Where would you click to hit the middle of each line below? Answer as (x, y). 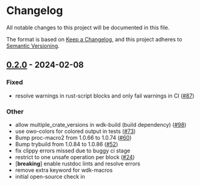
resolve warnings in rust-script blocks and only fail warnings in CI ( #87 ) (105, 96)
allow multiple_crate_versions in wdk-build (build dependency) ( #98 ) (101, 124)
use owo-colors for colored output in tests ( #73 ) (75, 131)
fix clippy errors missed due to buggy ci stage (73, 151)
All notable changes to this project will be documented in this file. (88, 27)
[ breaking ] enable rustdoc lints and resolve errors (78, 163)
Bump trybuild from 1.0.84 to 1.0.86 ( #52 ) (67, 144)
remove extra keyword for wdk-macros (64, 170)
